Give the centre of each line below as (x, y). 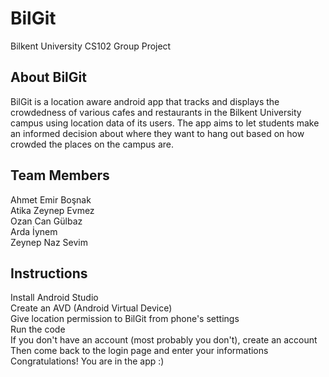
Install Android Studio (54, 298)
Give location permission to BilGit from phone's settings (125, 319)
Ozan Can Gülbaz (46, 221)
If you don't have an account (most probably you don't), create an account (164, 340)
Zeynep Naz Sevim (49, 242)
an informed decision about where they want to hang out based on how (157, 133)
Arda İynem (34, 231)
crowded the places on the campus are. (92, 144)
